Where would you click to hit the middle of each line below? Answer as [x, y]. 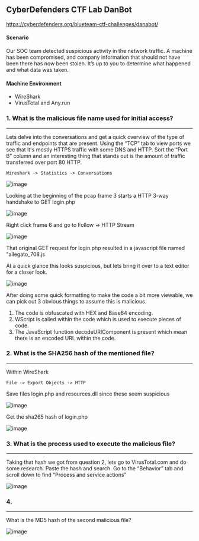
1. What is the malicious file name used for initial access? [90, 118]
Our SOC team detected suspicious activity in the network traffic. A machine [99, 51]
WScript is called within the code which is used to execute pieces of [98, 319]
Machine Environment [34, 83]
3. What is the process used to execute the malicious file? [91, 444]
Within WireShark [28, 372]
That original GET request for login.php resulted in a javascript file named [96, 248]
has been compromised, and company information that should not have [93, 57]
